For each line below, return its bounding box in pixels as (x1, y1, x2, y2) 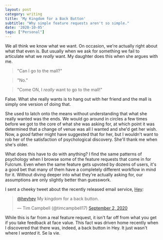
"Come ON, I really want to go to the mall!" (17, 87, 103, 92)
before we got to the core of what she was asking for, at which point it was (5, 121, 155, 127)
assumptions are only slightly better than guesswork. (5, 177, 111, 183)
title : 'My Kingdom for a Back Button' (5, 16, 86, 21)
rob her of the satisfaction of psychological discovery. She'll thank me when (5, 137, 158, 142)
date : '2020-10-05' (5, 25, 45, 30)
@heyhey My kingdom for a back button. (17, 196, 99, 202)
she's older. (5, 142, 29, 147)
